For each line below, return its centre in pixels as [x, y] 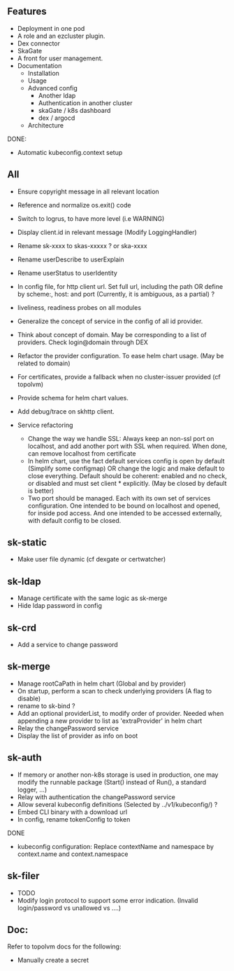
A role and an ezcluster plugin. [61, 36]
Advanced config [53, 88]
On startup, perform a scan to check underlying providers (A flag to [114, 691]
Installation [43, 73]
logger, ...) [32, 789]
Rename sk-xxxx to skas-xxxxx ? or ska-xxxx [82, 245]
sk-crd [22, 628]
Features [27, 12]
